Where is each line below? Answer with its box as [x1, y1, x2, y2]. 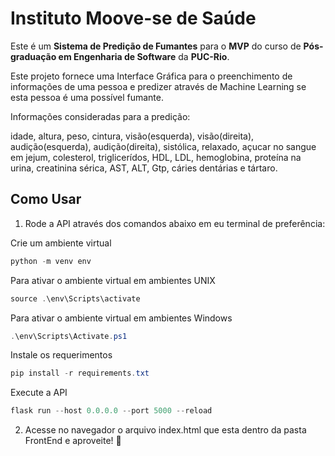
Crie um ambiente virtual [10, 237, 112, 249]
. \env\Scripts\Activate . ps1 [10, 331, 128, 341]
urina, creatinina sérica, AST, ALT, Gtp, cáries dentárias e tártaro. [10, 162, 278, 174]
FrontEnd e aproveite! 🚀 [24, 435, 122, 447]
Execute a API [10, 387, 68, 399]
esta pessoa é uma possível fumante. [10, 91, 164, 103]
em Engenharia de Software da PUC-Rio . [58, 50, 230, 62]
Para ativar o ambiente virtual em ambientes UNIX [10, 274, 216, 286]
